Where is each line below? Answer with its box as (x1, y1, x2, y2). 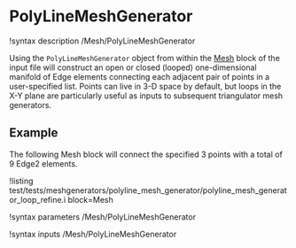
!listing (9, 175, 34, 186)
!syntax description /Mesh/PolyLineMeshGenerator (9, 35, 196, 46)
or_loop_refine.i (9, 194, 66, 205)
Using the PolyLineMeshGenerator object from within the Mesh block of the (9, 52, 281, 63)
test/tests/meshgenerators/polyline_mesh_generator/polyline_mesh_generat (9, 184, 288, 196)
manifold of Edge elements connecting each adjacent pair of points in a (9, 71, 270, 81)
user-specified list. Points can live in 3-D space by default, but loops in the (9, 81, 282, 91)
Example (9, 126, 58, 141)
